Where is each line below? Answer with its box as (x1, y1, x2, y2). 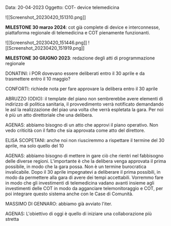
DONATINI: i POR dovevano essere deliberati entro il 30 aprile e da (5, 70, 145, 76)
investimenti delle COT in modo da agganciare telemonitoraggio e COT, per (5, 186, 163, 191)
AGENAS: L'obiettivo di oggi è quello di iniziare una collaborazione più (5, 211, 152, 217)
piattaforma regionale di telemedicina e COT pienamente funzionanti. (5, 30, 151, 35)
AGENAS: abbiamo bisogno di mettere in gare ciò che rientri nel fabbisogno (5, 153, 164, 158)
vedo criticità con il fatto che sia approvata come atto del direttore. (5, 128, 145, 133)
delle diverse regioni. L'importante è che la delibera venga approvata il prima (5, 158, 166, 164)
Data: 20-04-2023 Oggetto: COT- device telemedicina (5, 5, 119, 10)
